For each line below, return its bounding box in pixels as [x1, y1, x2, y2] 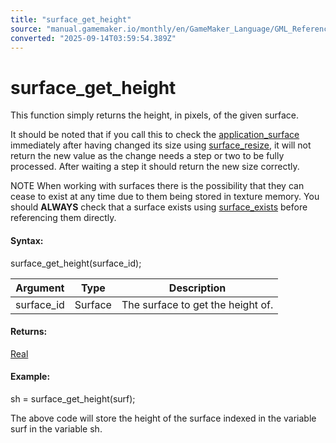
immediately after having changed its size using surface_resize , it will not [10, 139, 312, 151]
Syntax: [10, 234, 44, 246]
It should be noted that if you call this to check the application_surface [10, 129, 300, 141]
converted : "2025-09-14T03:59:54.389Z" [10, 33, 177, 43]
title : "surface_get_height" [10, 14, 132, 25]
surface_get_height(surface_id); [10, 257, 142, 269]
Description [168, 281, 227, 295]
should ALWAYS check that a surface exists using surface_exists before [10, 201, 308, 213]
